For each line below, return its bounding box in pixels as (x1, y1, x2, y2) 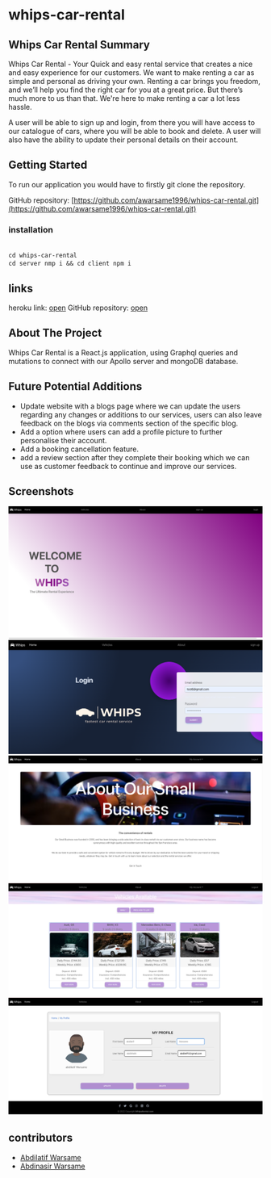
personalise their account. (19, 435, 107, 445)
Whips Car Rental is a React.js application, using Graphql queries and (8, 347, 239, 357)
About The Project (8, 326, 102, 340)
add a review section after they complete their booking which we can (19, 452, 250, 462)
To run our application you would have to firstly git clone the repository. (8, 179, 246, 189)
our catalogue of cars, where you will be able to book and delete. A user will (8, 127, 261, 136)
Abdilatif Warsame (19, 1152, 82, 1162)
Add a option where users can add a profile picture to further (19, 426, 223, 437)
